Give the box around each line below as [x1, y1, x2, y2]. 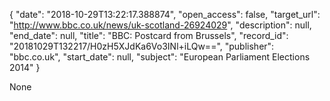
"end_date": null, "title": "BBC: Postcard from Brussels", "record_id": [9, 30, 289, 41]
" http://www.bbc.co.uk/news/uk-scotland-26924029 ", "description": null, [9, 19, 312, 31]
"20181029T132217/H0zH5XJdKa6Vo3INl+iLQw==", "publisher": [9, 40, 275, 52]
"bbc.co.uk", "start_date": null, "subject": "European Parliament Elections [9, 51, 311, 63]
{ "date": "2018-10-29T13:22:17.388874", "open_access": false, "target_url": [9, 9, 321, 20]
